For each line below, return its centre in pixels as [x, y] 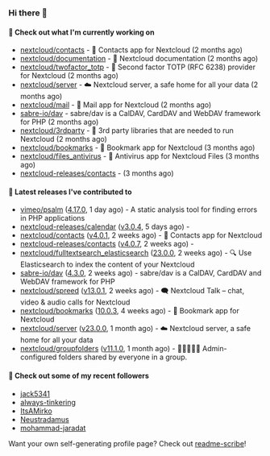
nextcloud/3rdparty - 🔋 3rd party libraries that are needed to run [127, 131]
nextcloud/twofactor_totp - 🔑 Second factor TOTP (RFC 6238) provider [138, 67]
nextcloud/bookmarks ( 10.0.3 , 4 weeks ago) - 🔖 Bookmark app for [130, 311]
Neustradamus [45, 419]
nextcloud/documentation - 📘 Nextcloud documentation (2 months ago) [139, 59]
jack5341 [35, 393]
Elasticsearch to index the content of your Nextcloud [107, 264]
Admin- [215, 349]
